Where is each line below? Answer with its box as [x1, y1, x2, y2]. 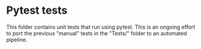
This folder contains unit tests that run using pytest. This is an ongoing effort [6, 23, 196, 30]
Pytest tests [6, 4, 68, 17]
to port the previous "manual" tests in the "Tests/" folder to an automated [6, 29, 187, 36]
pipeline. [6, 36, 28, 43]
